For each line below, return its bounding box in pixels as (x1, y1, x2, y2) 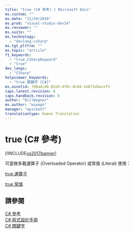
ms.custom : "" (5, 12, 34, 17)
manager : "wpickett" (5, 107, 47, 112)
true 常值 (5, 181, 23, 187)
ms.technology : (5, 35, 36, 39)
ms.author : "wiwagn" (5, 102, 47, 107)
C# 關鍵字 (5, 223, 25, 229)
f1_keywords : (5, 52, 32, 58)
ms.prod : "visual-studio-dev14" (5, 20, 71, 26)
